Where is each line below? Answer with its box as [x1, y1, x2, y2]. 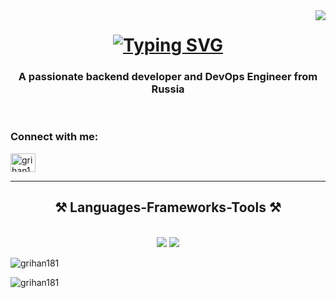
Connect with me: [10, 130, 99, 144]
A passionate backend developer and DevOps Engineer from [18, 70, 318, 84]
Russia [151, 82, 185, 96]
